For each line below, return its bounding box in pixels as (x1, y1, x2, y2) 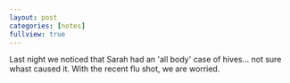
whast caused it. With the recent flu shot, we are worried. (9, 63, 220, 74)
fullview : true (9, 29, 66, 38)
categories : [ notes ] (9, 21, 87, 30)
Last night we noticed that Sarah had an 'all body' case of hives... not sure (9, 54, 282, 65)
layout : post (9, 12, 58, 22)
